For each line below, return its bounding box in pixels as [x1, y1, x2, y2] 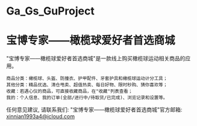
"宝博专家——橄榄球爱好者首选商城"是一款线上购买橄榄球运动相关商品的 [6, 55, 186, 62]
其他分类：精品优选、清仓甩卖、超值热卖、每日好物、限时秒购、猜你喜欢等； [6, 82, 168, 88]
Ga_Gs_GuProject [6, 4, 95, 18]
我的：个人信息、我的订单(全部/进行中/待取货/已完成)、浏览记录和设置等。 [6, 95, 168, 101]
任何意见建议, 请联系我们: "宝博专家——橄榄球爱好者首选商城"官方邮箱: [6, 106, 183, 113]
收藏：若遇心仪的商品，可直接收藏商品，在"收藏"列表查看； [6, 89, 133, 95]
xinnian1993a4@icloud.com [6, 113, 75, 120]
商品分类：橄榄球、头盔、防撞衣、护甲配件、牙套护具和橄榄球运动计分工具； [6, 75, 168, 82]
